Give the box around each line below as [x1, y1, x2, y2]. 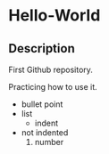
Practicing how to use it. [8, 82, 97, 92]
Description [8, 41, 75, 56]
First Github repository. [8, 64, 93, 75]
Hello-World [8, 5, 101, 26]
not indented [21, 127, 69, 138]
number [34, 137, 64, 147]
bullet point [21, 99, 63, 109]
